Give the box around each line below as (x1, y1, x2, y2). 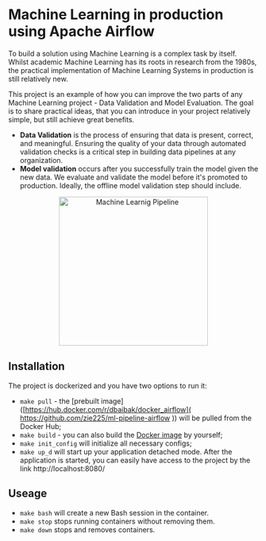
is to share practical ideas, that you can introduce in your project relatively (8, 106, 251, 116)
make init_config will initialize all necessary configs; (19, 439, 192, 448)
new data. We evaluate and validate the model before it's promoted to (19, 172, 248, 182)
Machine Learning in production (8, 6, 224, 24)
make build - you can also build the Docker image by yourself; (19, 430, 223, 439)
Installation (8, 360, 65, 373)
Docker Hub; (19, 421, 62, 431)
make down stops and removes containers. (19, 524, 156, 534)
